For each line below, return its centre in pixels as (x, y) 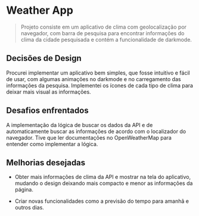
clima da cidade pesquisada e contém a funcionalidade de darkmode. (106, 39)
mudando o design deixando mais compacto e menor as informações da (104, 183)
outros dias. (29, 208)
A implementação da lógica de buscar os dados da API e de (80, 125)
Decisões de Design (44, 58)
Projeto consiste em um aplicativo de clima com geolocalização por (103, 27)
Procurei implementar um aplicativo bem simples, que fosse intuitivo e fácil (98, 73)
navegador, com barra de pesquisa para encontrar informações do (102, 33)
